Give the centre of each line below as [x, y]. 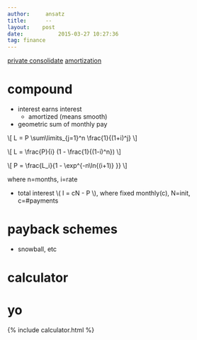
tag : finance [27, 41]
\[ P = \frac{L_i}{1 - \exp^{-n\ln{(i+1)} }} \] [67, 166]
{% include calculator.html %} [51, 330]
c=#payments [38, 201]
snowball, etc [37, 249]
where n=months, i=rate [43, 179]
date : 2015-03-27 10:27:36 [63, 34]
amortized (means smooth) [68, 117]
